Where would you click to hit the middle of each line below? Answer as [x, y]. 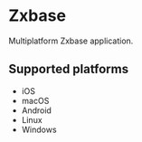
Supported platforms [68, 69]
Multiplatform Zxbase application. [71, 41]
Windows [39, 129]
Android [36, 110]
